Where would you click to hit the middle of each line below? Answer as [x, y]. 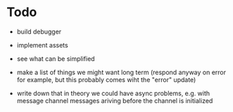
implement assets [42, 45]
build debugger [39, 31]
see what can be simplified [56, 58]
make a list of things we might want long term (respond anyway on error [121, 72]
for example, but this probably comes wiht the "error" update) [106, 79]
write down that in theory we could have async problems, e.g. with [113, 93]
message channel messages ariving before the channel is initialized [115, 100]
